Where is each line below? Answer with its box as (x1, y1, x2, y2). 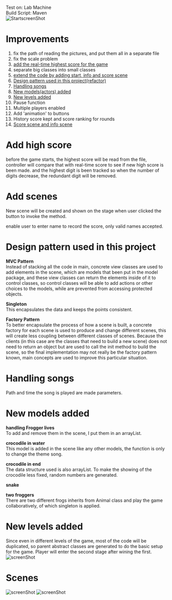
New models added (6, 407, 90, 419)
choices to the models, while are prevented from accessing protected (6, 285, 153, 292)
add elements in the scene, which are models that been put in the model (6, 269, 158, 275)
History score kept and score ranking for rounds (13, 116, 115, 122)
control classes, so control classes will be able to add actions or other (6, 280, 153, 286)
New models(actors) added (13, 88, 71, 95)
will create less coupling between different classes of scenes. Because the (6, 333, 163, 339)
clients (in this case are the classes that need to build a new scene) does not (6, 338, 167, 344)
